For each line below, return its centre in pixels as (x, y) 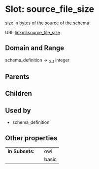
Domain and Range (35, 48)
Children (18, 93)
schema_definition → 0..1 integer (37, 60)
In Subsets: (21, 151)
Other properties (31, 138)
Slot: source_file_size (50, 9)
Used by (18, 110)
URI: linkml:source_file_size (33, 32)
